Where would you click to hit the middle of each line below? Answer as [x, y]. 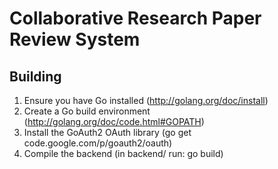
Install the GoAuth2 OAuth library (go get [107, 132]
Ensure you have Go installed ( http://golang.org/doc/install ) [146, 100]
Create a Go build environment [87, 111]
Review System [75, 39]
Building [35, 76]
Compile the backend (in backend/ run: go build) [123, 153]
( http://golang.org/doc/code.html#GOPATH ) [114, 121]
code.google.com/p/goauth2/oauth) [98, 143]
